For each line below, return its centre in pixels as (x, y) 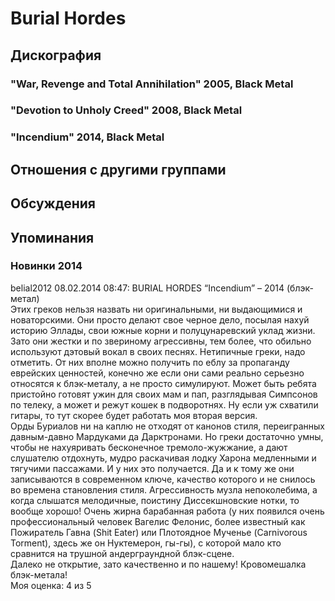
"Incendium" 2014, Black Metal (87, 137)
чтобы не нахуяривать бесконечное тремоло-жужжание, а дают (149, 447)
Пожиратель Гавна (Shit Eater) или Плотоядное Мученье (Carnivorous (159, 532)
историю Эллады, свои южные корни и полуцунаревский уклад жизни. (163, 330)
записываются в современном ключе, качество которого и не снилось (163, 479)
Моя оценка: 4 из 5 (51, 585)
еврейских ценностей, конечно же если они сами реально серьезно (157, 373)
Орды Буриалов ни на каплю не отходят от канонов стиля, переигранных (167, 426)
